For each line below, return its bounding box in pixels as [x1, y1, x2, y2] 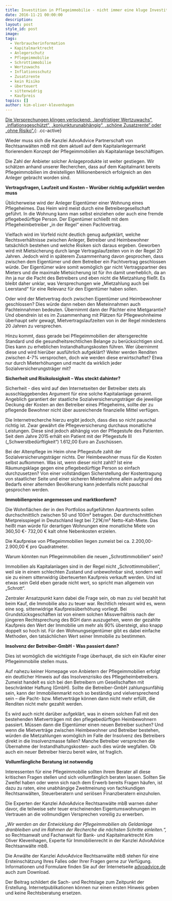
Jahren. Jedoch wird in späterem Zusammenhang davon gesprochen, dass [5, 253, 164, 259]
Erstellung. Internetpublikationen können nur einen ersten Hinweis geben [5, 885, 159, 891]
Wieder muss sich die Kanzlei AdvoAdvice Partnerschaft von [5, 138, 133, 144]
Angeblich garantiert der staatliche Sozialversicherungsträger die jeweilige [5, 396, 163, 402]
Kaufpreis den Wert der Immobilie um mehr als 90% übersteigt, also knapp [5, 622, 163, 628]
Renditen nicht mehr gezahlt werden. [5, 701, 83, 707]
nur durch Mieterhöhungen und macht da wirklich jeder [5, 360, 122, 366]
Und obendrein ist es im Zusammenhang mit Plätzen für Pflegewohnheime [5, 312, 162, 318]
